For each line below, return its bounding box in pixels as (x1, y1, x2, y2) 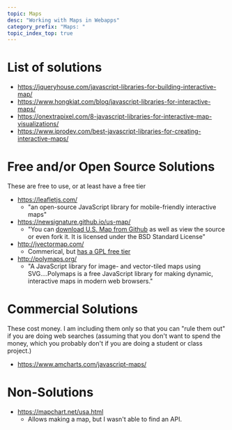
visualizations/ (17, 120, 59, 128)
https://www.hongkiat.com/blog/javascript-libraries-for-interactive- (17, 98, 211, 106)
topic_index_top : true (7, 29, 73, 37)
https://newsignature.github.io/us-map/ (17, 217, 131, 226)
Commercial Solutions (7, 301, 138, 317)
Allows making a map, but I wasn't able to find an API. (27, 415, 183, 423)
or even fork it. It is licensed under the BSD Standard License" (27, 233, 206, 241)
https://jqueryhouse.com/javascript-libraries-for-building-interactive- (17, 83, 217, 91)
